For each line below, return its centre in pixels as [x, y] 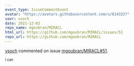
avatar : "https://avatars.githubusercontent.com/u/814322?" [67, 14]
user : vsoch [17, 19]
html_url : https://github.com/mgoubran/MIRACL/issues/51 [64, 32]
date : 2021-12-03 [23, 23]
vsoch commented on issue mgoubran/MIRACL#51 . [57, 51]
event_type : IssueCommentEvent [37, 10]
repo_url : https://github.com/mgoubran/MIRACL [53, 37]
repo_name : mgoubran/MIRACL [34, 28]
